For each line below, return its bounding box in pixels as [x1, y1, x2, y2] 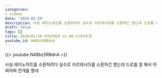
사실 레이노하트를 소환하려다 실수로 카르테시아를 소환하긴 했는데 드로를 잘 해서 [5, 61, 152, 67]
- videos [5, 12, 23, 16]
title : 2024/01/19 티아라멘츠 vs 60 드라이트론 [5, 34, 93, 39]
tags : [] [5, 29, 23, 34]
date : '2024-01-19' [5, 16, 44, 21]
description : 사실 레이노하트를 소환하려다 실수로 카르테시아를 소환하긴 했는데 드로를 [5, 20, 154, 26]
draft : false [5, 25, 31, 30]
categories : [5, 7, 29, 12]
